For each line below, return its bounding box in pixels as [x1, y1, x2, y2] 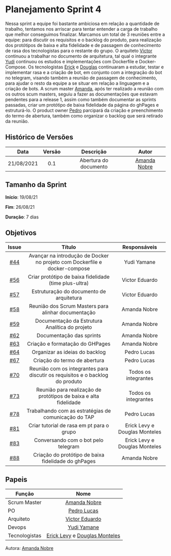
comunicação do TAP [43, 414, 95, 421]
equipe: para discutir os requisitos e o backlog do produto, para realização [5, 37, 162, 43]
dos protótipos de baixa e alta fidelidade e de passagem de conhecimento [5, 42, 161, 48]
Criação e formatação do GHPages [27, 341, 111, 348]
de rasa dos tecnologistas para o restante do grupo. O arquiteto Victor [5, 47, 153, 54]
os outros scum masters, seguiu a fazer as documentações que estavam [5, 91, 158, 97]
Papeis [5, 475, 27, 484]
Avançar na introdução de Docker [28, 252, 109, 259]
